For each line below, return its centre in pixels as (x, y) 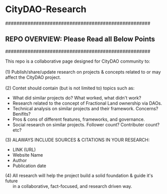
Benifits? (22, 114)
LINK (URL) (24, 150)
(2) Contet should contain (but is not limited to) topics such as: (70, 88)
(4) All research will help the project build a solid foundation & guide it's (79, 175)
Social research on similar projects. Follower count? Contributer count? (86, 124)
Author (20, 160)
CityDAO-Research (46, 9)
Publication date (29, 166)
